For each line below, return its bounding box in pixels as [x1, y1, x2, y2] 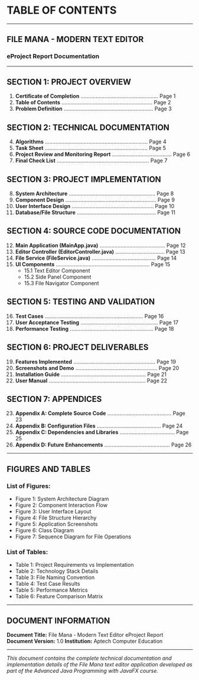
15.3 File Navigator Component [24, 279, 99, 286]
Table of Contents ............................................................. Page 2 [15, 99, 171, 106]
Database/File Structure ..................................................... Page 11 [15, 209, 176, 216]
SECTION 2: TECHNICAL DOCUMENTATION [6, 122, 170, 132]
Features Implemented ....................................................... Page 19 [15, 358, 177, 365]
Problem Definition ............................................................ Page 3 [15, 105, 172, 113]
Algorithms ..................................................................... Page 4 [15, 138, 167, 145]
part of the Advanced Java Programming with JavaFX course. [6, 668, 159, 675]
